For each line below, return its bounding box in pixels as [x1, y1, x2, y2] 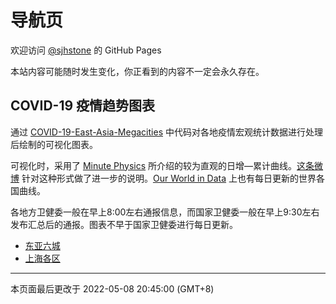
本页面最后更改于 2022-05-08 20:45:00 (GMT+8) [10, 282, 215, 295]
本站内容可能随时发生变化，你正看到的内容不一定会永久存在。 [10, 65, 265, 77]
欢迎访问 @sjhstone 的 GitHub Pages [10, 44, 162, 56]
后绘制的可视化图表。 [10, 138, 98, 150]
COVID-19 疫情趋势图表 [10, 97, 156, 115]
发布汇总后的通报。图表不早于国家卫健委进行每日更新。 [10, 218, 238, 230]
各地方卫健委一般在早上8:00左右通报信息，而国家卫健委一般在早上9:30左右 [10, 206, 320, 218]
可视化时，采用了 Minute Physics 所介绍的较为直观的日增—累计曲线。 [10, 159, 298, 171]
